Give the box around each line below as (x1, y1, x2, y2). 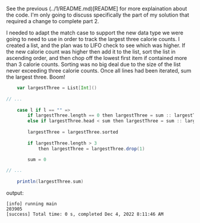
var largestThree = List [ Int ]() (17, 85, 97, 91)
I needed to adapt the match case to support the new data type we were (6, 29, 183, 36)
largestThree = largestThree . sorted (27, 129, 118, 135)
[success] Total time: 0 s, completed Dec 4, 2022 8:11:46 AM (6, 211, 164, 217)
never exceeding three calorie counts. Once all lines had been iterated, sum (6, 67, 192, 74)
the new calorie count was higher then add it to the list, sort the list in (6, 48, 176, 55)
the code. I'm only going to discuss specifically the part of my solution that (6, 11, 189, 18)
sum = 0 (27, 157, 46, 163)
